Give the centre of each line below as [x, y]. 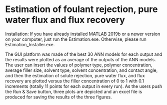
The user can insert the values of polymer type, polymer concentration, [79, 65]
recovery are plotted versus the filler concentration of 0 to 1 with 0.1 [74, 81]
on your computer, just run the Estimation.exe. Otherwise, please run [76, 39]
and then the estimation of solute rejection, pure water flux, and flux [75, 75]
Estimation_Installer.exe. [30, 44]
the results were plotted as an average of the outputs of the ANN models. [80, 59]
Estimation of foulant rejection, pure [81, 9]
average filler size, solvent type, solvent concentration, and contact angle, [81, 70]
